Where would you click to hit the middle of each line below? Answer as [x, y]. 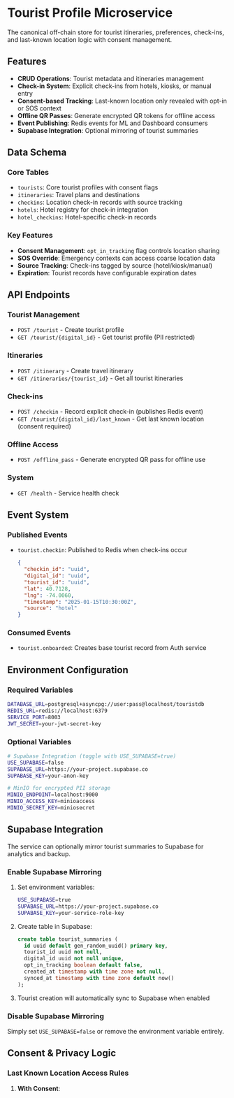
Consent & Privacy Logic [62, 1053]
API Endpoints [39, 295]
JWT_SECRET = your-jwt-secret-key [54, 724]
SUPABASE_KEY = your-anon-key [48, 776]
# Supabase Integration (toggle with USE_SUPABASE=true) [92, 756]
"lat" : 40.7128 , [47, 588]
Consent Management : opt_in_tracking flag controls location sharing [118, 250]
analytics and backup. [39, 853]
